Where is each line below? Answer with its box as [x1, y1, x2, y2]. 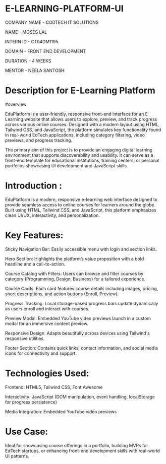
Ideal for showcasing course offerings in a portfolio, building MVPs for [5, 442, 148, 448]
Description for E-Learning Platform [5, 85, 156, 96]
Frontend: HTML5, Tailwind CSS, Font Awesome [5, 384, 103, 390]
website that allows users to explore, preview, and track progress [24, 116, 157, 122]
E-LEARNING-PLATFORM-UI [5, 3, 124, 14]
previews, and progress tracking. [5, 137, 73, 143]
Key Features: [5, 230, 63, 241]
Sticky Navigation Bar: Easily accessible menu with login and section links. [5, 246, 157, 252]
